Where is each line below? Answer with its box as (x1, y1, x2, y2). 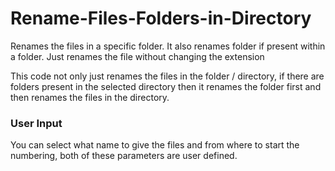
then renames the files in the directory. (10, 91, 170, 103)
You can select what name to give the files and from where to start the (10, 139, 300, 151)
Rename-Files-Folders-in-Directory (10, 7, 312, 30)
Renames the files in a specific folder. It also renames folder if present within (10, 40, 326, 52)
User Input (10, 116, 63, 130)
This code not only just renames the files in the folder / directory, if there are (10, 70, 325, 82)
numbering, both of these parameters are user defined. (10, 150, 238, 162)
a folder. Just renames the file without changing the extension (10, 50, 265, 62)
